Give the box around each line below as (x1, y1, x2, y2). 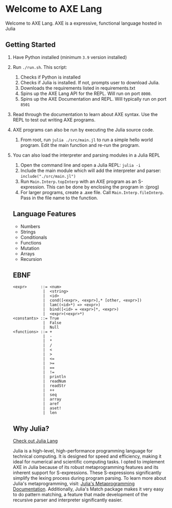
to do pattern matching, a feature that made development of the (12, 492, 148, 498)
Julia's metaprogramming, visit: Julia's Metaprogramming (12, 481, 135, 487)
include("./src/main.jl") (20, 174, 76, 179)
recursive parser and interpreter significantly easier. (12, 497, 123, 503)
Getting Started (5, 41, 56, 49)
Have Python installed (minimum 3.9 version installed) (12, 54, 127, 60)
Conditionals (20, 234, 47, 240)
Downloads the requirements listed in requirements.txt (20, 85, 136, 91)
